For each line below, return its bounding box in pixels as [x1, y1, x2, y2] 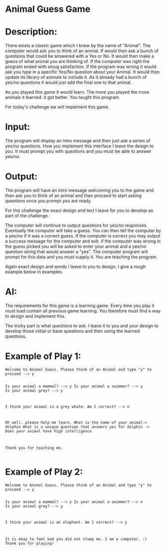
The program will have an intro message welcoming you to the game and [5, 187, 154, 193]
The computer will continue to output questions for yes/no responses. [5, 222, 148, 228]
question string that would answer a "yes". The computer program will [5, 249, 148, 254]
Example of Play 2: [5, 466, 83, 478]
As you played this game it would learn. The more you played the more [5, 89, 150, 95]
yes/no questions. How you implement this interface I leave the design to [5, 143, 154, 149]
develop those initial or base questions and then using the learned [5, 328, 140, 334]
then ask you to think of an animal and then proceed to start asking [5, 192, 142, 198]
